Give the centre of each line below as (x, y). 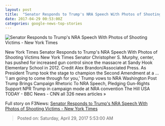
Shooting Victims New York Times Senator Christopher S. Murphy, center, (80, 58)
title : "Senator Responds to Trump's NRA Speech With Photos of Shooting (83, 14)
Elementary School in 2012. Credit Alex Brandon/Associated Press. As (76, 68)
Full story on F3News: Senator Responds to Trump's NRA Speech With (76, 103)
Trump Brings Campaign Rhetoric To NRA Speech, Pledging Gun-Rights (77, 84)
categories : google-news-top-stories (44, 23)
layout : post (18, 10)
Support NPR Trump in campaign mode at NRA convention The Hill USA (78, 89)
